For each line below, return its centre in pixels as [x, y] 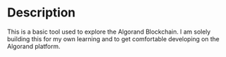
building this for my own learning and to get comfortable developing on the [113, 38]
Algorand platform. [34, 46]
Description [41, 13]
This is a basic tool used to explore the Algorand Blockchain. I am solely [109, 32]
